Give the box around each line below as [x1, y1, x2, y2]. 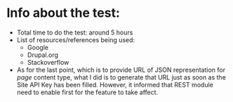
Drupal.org [27, 51, 59, 59]
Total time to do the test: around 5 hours [16, 28, 133, 37]
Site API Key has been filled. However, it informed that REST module [16, 80, 213, 89]
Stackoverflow [27, 58, 69, 66]
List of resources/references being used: [16, 35, 135, 44]
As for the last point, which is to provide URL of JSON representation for [16, 65, 226, 74]
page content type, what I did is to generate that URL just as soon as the [16, 72, 226, 82]
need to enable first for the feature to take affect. [16, 88, 159, 96]
